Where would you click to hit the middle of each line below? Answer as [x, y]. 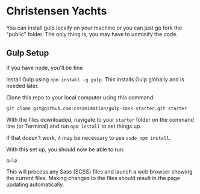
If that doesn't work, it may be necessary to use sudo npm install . [89, 137]
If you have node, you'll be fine [45, 67]
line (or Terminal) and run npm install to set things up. [74, 126]
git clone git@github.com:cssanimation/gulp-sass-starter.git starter [97, 108]
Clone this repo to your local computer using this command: [80, 97]
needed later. [23, 86]
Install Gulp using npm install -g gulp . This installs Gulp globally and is [95, 79]
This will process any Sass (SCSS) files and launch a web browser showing [99, 171]
